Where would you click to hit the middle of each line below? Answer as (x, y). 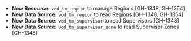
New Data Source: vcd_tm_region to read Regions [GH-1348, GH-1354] (98, 14)
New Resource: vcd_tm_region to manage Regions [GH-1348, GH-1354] (98, 8)
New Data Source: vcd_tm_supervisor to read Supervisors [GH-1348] (95, 20)
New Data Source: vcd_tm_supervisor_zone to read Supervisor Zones (95, 27)
